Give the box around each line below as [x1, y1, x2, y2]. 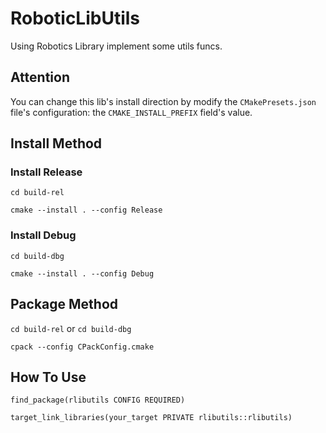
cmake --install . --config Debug [10, 268, 155, 279]
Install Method [10, 135, 103, 152]
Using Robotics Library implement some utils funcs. [10, 40, 223, 52]
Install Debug [10, 228, 77, 242]
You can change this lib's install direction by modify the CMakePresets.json [10, 95, 317, 107]
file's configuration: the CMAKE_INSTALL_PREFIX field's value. [10, 106, 253, 118]
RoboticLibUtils [10, 7, 141, 30]
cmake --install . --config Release [10, 205, 163, 216]
